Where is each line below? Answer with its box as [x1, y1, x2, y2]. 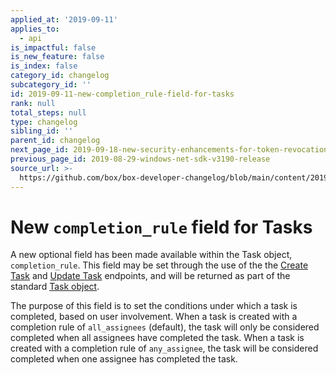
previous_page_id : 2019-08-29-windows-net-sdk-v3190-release [10, 154, 271, 164]
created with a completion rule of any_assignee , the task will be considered [10, 342, 319, 355]
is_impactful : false [10, 42, 97, 53]
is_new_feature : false [10, 52, 105, 62]
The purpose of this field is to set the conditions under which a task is [10, 300, 298, 312]
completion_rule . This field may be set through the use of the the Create [10, 259, 309, 271]
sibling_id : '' [10, 126, 74, 136]
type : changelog [10, 117, 78, 127]
